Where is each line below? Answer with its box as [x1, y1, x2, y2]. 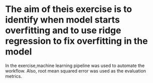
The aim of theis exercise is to [5, 3, 132, 15]
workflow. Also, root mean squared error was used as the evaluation [5, 67, 146, 73]
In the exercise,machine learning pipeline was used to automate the [5, 62, 145, 68]
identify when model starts [5, 14, 120, 25]
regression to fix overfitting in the [5, 35, 148, 47]
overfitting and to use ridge [5, 25, 121, 36]
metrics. [5, 73, 23, 79]
